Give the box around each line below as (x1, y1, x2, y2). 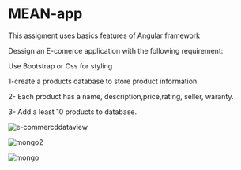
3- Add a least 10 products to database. (8, 107, 137, 116)
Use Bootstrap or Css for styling (8, 61, 113, 71)
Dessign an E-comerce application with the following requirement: (8, 46, 224, 55)
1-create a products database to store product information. (8, 76, 199, 86)
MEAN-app (8, 5, 83, 23)
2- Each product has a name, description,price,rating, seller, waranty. (8, 91, 234, 101)
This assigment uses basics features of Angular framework (8, 31, 201, 40)
